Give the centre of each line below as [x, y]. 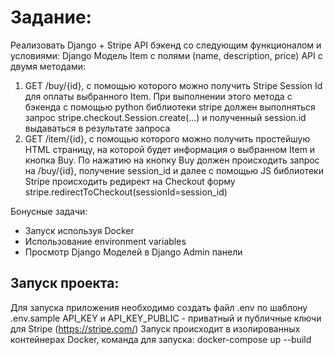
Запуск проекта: [65, 283]
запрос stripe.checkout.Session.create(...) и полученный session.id [165, 117]
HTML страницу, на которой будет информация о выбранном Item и [170, 149]
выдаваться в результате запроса [97, 128]
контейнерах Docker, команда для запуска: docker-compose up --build [161, 339]
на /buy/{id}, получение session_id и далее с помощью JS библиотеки [174, 170]
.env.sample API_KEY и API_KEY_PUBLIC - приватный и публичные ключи [166, 318]
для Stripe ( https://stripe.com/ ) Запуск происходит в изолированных [155, 328]
